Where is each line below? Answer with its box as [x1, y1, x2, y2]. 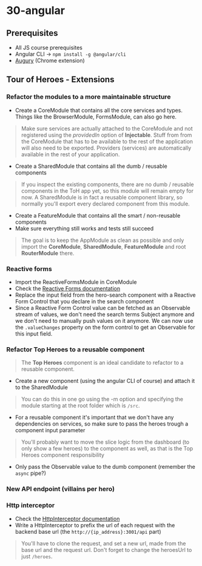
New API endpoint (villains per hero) [6, 485, 115, 493]
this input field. [15, 330, 53, 337]
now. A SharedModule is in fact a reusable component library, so [21, 193, 183, 201]
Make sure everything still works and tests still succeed [15, 224, 154, 232]
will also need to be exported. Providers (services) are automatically [21, 144, 192, 151]
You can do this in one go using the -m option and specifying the [21, 396, 184, 403]
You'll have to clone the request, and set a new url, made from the [21, 539, 186, 547]
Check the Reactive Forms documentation [15, 285, 120, 292]
